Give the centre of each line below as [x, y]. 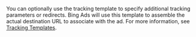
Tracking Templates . [32, 27]
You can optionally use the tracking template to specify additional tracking [99, 9]
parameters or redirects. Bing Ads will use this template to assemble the [96, 15]
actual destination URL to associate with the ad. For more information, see [98, 21]
